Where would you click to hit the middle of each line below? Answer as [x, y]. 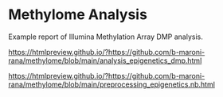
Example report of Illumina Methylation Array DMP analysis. [106, 37]
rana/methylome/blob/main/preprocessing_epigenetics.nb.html [111, 84]
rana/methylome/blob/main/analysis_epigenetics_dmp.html [105, 60]
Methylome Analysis [78, 15]
